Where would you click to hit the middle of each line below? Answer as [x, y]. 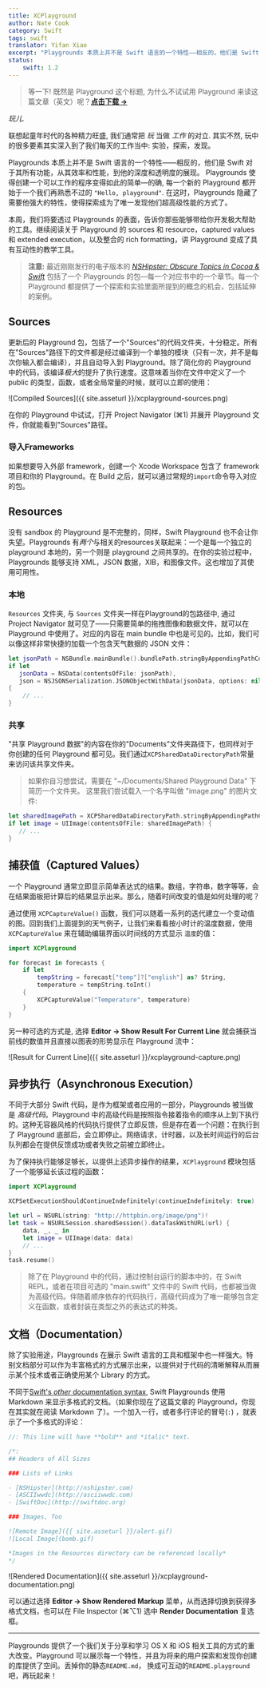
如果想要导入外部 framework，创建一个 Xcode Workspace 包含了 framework [134, 466]
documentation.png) [42, 1584]
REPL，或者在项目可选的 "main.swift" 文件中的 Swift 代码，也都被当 [138, 1287]
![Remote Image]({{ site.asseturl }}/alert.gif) [91, 1531]
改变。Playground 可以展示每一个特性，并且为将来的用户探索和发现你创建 [136, 1655]
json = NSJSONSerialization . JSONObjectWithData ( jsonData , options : [133, 681]
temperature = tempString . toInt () [94, 985]
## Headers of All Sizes [49, 1459]
